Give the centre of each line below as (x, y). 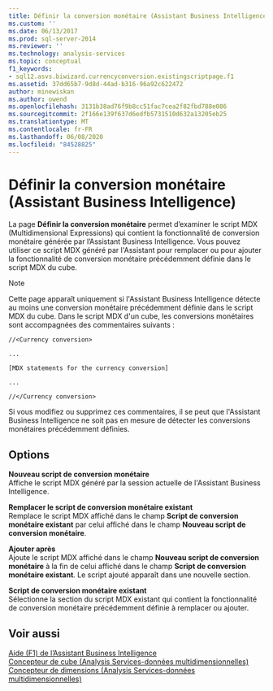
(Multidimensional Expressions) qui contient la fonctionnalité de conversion (134, 233)
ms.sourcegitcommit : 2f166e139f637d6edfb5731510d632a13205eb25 (118, 115)
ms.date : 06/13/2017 (43, 31)
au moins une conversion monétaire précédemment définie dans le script (131, 308)
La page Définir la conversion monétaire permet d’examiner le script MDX (133, 224)
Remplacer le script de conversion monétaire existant (101, 507)
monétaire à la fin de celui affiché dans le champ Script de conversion (127, 567)
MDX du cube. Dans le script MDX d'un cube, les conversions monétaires (131, 316)
